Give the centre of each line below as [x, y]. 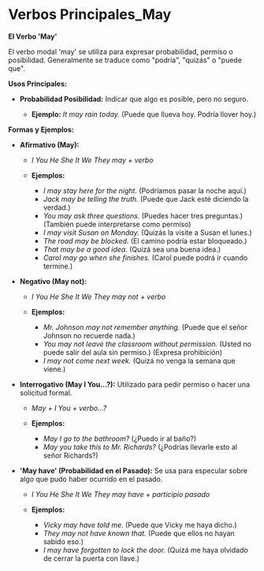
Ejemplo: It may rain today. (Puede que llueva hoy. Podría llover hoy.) [144, 114]
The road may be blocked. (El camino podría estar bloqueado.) [145, 241]
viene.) [54, 369]
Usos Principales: [37, 84]
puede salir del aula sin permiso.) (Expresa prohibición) [133, 352]
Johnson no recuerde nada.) [89, 335]
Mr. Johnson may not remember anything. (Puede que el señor [145, 327]
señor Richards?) [71, 455]
